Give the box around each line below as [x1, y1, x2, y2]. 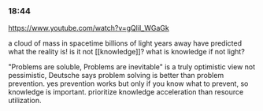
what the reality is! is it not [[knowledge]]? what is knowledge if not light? [8, 47, 246, 57]
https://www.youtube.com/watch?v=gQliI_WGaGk [8, 24, 169, 33]
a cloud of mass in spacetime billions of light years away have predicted [8, 39, 243, 48]
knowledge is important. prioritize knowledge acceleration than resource [8, 87, 244, 97]
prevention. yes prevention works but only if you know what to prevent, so [8, 79, 249, 88]
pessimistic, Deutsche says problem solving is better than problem [8, 71, 224, 80]
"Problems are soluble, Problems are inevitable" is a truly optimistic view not [8, 62, 256, 72]
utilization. [8, 96, 42, 105]
